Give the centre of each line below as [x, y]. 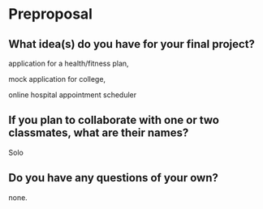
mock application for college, [57, 79]
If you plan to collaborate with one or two [114, 120]
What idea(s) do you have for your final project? [132, 44]
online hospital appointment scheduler [73, 95]
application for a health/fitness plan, [69, 63]
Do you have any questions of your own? [114, 178]
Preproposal [51, 14]
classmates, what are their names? [99, 133]
